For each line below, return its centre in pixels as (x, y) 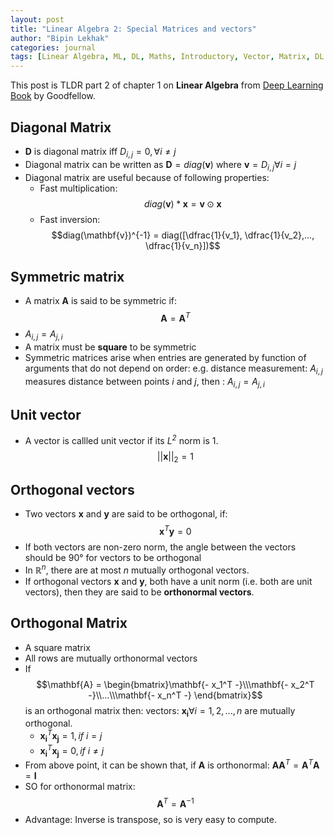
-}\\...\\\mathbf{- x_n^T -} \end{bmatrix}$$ (175, 695)
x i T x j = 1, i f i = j (71, 736)
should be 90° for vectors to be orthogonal (113, 558)
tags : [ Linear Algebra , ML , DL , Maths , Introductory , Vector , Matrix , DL (167, 57)
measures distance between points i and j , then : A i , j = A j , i (144, 382)
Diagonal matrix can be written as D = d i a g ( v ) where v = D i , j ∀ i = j (160, 165)
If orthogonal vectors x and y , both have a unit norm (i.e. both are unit (168, 581)
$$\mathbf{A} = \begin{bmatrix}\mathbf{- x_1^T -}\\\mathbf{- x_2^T (175, 684)
